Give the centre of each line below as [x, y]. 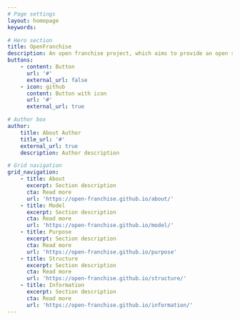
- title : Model [43, 205]
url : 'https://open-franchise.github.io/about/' [100, 199]
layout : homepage [33, 21]
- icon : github [43, 86]
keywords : [22, 27]
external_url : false [57, 80]
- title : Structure [49, 259]
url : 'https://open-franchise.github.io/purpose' [101, 252]
